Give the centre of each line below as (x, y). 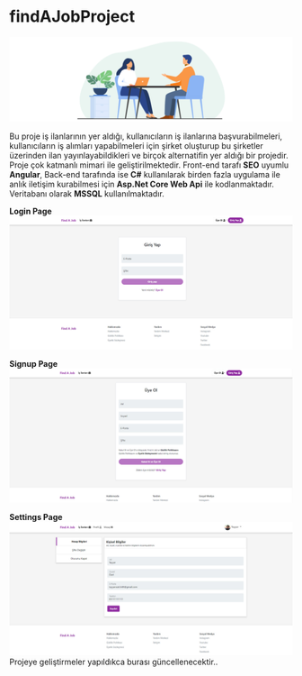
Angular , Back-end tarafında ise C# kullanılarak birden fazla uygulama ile (145, 175)
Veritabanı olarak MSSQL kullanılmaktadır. (87, 194)
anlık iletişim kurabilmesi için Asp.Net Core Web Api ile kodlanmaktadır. (142, 184)
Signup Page (34, 364)
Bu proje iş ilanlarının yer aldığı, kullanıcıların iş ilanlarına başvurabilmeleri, (146, 136)
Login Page (31, 211)
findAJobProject (72, 17)
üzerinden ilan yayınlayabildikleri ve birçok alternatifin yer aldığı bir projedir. (149, 156)
